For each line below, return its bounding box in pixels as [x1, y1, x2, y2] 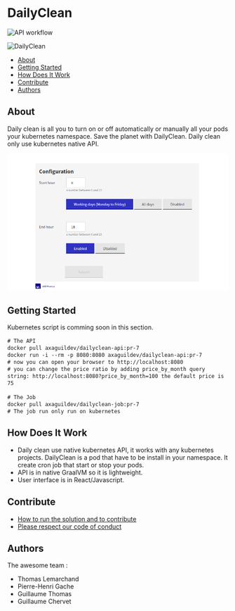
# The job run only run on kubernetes [7, 408, 121, 415]
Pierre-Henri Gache [17, 582, 74, 591]
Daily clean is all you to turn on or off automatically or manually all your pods [7, 125, 229, 133]
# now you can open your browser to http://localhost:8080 [7, 359, 184, 366]
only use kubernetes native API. [7, 139, 100, 148]
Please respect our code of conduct [17, 522, 122, 531]
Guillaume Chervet [17, 597, 72, 606]
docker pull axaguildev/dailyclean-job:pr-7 [7, 401, 140, 408]
